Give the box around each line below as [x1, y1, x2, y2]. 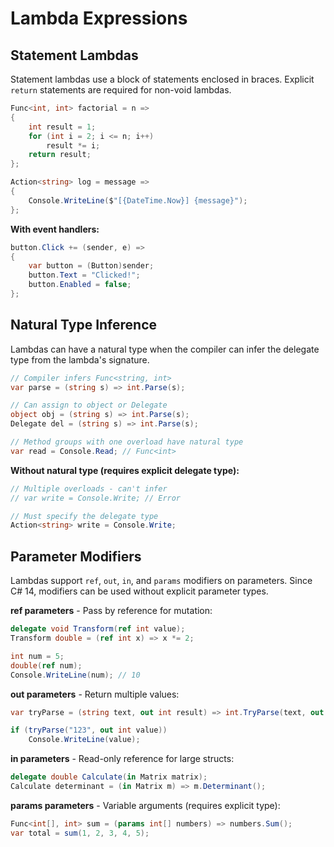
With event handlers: [10, 223, 100, 235]
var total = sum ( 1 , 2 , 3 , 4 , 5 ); [10, 828, 150, 838]
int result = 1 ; [28, 122, 97, 132]
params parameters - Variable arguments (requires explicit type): [10, 799, 281, 811]
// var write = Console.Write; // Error [10, 493, 182, 503]
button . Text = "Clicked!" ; [28, 270, 141, 281]
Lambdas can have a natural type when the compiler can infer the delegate [10, 343, 320, 355]
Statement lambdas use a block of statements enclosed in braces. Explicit [10, 73, 315, 85]
